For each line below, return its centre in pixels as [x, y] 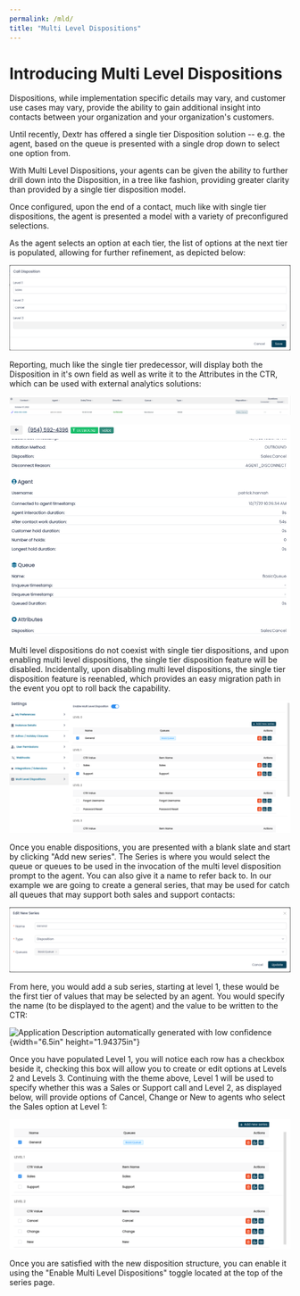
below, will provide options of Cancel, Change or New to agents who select [147, 1097]
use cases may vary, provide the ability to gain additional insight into [135, 108]
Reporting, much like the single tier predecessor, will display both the [136, 364]
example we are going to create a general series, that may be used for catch [150, 885]
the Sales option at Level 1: [58, 1106]
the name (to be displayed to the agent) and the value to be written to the [144, 1005]
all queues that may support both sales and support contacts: [122, 894]
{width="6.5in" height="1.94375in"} [75, 1042]
